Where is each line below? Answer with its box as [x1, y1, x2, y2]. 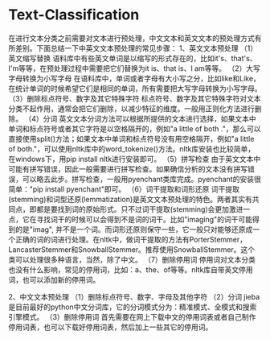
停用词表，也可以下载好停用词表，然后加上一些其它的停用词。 [8, 322, 213, 332]
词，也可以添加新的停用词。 [8, 275, 100, 284]
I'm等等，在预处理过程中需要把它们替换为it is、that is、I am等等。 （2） [8, 63, 247, 73]
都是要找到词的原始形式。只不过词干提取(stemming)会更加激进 [35, 204, 243, 214]
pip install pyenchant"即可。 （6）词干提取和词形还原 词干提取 [32, 184, 239, 194]
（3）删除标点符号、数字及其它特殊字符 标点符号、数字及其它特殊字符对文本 [8, 93, 261, 103]
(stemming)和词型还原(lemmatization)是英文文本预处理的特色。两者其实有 [8, 194, 253, 204]
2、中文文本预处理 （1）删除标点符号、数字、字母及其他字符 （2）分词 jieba [8, 291, 260, 301]
